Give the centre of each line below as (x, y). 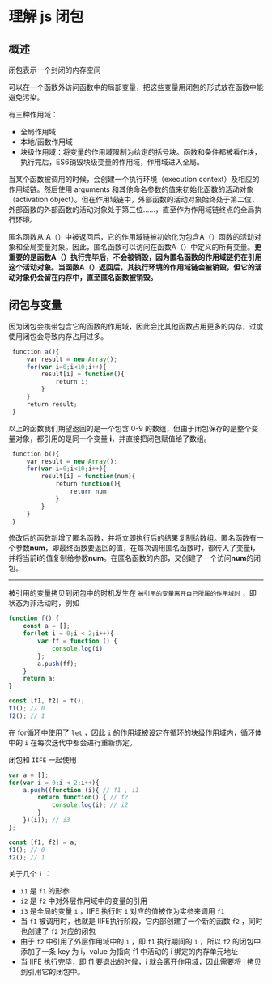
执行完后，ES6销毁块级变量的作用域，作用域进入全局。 (112, 162)
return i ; (72, 382)
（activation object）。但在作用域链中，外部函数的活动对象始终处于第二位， (134, 199)
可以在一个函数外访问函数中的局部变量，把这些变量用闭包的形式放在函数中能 (136, 87)
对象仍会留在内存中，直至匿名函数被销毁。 (86, 277)
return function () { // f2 (83, 798)
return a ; (40, 679)
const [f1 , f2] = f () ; (47, 701)
